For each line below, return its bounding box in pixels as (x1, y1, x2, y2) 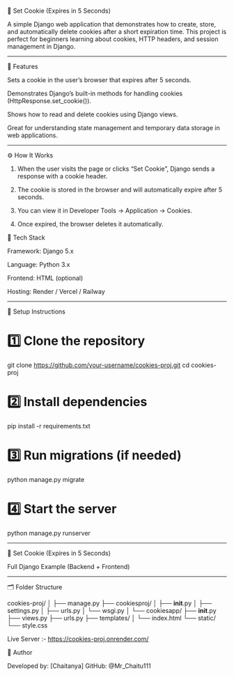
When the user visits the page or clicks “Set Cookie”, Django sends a (17, 164, 215, 173)
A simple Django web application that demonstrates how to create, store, (7, 20, 217, 28)
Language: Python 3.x (7, 260, 70, 268)
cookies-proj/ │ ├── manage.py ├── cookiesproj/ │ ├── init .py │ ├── (7, 599, 212, 607)
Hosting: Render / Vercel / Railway (7, 288, 106, 295)
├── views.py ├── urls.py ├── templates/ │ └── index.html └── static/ (7, 614, 216, 622)
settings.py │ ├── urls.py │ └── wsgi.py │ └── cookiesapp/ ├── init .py (7, 606, 217, 614)
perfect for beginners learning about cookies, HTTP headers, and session (7, 35, 219, 43)
